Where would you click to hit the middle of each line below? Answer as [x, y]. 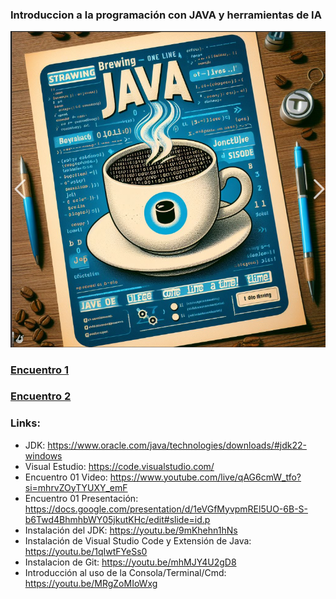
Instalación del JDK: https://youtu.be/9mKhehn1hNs [131, 530]
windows [43, 455]
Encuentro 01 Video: [66, 477]
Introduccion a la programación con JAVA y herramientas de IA [166, 15]
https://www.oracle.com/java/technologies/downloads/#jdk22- [177, 445]
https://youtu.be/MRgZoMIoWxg [91, 583]
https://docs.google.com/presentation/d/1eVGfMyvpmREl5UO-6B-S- [166, 509]
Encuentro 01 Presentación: [81, 498]
